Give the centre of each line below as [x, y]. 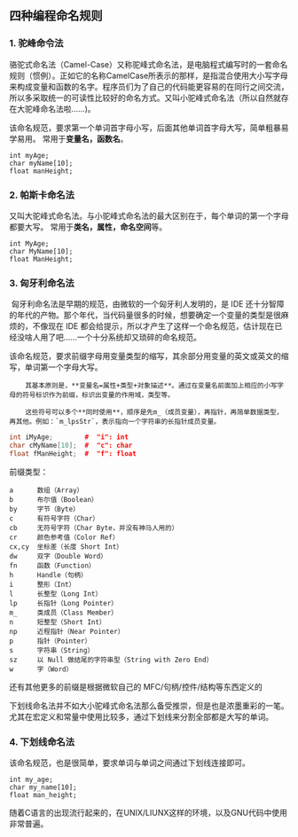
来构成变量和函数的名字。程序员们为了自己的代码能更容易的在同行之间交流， [149, 86]
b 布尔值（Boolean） [54, 499]
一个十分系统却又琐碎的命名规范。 [139, 337]
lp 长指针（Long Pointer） [63, 603]
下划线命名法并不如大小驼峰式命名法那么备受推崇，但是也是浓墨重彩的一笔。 [149, 705]
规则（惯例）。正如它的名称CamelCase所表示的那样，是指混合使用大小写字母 [149, 75]
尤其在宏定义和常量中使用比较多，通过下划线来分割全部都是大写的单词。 [141, 716]
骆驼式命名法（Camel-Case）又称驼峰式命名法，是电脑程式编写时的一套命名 [149, 64]
